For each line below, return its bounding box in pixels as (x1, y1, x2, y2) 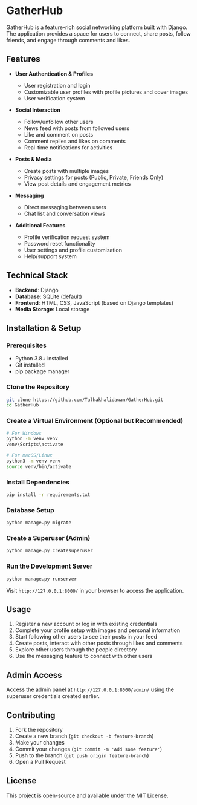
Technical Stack (6, 270, 68, 281)
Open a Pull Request (15, 758, 66, 765)
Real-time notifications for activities (24, 143, 113, 151)
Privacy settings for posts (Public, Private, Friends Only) (24, 174, 164, 181)
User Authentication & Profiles (15, 70, 94, 77)
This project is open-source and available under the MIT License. (6, 792, 169, 799)
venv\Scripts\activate (6, 442, 63, 448)
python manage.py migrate (6, 520, 71, 526)
